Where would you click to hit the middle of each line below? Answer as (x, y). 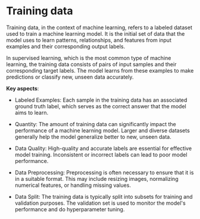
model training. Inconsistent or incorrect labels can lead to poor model (101, 154)
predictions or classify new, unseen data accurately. (70, 77)
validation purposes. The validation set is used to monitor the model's (100, 203)
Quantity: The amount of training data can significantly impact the (96, 124)
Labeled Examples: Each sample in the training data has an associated (101, 100)
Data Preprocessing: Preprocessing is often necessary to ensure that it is (104, 172)
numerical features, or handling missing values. (73, 185)
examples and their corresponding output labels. (66, 46)
